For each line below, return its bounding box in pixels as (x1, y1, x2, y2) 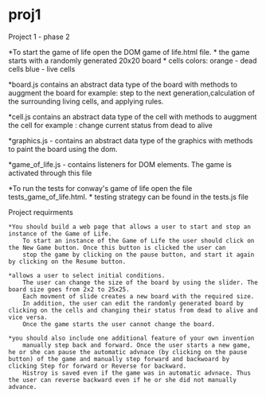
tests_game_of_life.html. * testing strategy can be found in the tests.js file (8, 192, 249, 201)
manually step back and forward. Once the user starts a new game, (22, 341, 251, 349)
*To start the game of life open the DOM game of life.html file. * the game (8, 47, 250, 56)
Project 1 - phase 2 (8, 32, 70, 41)
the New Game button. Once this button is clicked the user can (8, 243, 226, 251)
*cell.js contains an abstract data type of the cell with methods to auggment (8, 111, 257, 121)
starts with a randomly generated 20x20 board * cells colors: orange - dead (8, 56, 257, 65)
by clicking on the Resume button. (8, 257, 127, 266)
